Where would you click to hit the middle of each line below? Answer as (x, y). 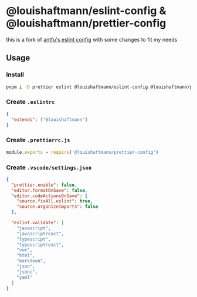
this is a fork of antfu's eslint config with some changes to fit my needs (92, 39)
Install (15, 75)
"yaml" (25, 277)
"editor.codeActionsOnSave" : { (50, 196)
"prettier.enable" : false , (44, 185)
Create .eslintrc (30, 102)
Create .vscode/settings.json (49, 167)
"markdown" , (31, 261)
